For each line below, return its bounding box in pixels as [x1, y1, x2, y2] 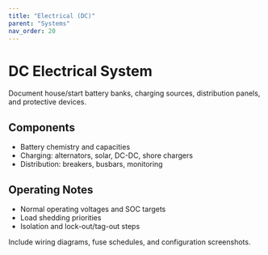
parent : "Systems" [8, 19, 70, 28]
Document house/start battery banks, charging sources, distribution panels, [8, 88, 261, 98]
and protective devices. [8, 97, 87, 107]
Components [8, 121, 75, 134]
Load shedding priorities [19, 212, 102, 223]
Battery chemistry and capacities [19, 142, 131, 152]
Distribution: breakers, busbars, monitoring [19, 159, 163, 169]
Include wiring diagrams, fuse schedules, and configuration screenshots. [8, 236, 251, 247]
